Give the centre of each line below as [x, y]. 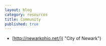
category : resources [26, 15]
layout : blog [18, 10]
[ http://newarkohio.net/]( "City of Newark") [57, 38]
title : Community [23, 19]
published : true [22, 24]
